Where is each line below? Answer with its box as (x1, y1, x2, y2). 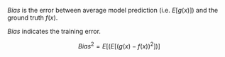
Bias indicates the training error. (7, 27, 101, 35)
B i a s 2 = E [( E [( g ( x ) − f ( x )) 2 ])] (77, 41, 161, 50)
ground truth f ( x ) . (7, 13, 58, 22)
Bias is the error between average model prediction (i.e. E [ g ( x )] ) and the (7, 6, 219, 14)
